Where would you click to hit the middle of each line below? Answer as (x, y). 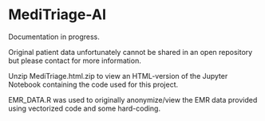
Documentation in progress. (54, 37)
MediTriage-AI (57, 15)
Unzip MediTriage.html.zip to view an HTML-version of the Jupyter (118, 76)
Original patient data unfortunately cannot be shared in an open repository (131, 52)
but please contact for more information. (75, 60)
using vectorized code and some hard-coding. (85, 108)
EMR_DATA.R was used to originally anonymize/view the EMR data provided (133, 100)
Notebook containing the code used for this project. (93, 84)
